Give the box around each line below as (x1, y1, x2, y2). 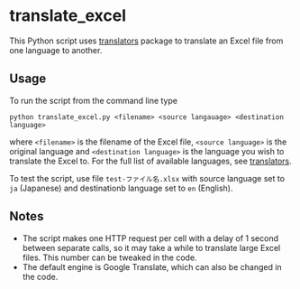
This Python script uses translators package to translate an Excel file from (9, 35, 284, 46)
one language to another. (9, 44, 103, 55)
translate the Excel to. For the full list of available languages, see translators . (9, 155, 293, 166)
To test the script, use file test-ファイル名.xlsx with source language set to (9, 172, 286, 183)
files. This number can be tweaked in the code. (22, 252, 197, 263)
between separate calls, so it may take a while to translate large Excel (22, 242, 281, 253)
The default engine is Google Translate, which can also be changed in (22, 261, 282, 272)
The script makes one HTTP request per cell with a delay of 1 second (22, 232, 279, 244)
